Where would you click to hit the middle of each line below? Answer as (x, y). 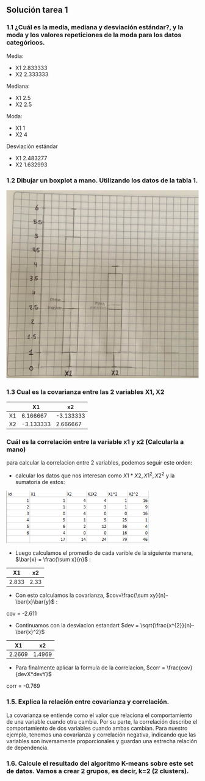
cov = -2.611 (22, 614)
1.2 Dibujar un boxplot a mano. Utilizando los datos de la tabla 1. (102, 180)
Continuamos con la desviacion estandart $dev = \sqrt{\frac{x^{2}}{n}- (105, 626)
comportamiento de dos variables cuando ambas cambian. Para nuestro (97, 728)
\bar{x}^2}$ (30, 632)
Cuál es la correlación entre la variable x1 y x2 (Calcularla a (95, 441)
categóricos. (26, 43)
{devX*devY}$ (33, 674)
